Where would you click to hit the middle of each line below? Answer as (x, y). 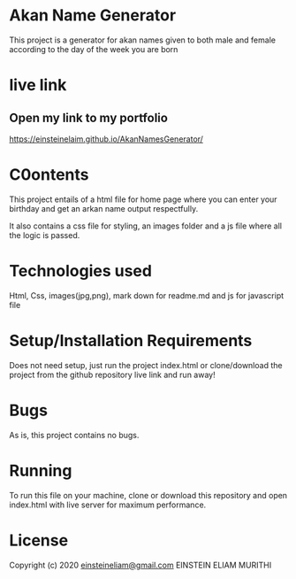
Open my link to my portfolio (88, 117)
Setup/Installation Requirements (131, 341)
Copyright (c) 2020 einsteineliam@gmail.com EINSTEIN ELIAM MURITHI (140, 565)
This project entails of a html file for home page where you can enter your (143, 199)
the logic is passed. (45, 235)
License (39, 540)
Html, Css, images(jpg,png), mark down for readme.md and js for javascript (147, 295)
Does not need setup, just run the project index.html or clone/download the (146, 365)
